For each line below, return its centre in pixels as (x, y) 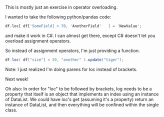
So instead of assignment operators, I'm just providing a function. (72, 50)
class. (11, 110)
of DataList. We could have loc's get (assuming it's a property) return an (79, 99)
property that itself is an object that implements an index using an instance (82, 94)
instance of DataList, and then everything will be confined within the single (82, 104)
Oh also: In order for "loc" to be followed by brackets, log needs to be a (78, 88)
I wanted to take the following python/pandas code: (58, 17)
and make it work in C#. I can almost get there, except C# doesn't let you (80, 35)
